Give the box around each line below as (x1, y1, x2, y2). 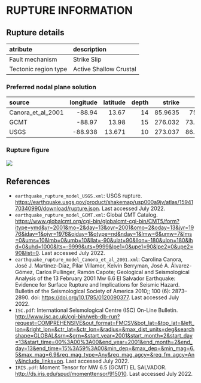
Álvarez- (170, 262, 193, 269)
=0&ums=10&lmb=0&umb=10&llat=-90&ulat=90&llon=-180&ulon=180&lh (14, 237, 193, 244)
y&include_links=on (14, 357, 63, 365)
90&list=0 (14, 250, 39, 257)
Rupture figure (6, 146, 50, 154)
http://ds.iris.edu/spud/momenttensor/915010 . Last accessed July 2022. (14, 370, 193, 378)
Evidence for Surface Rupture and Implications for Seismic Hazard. (14, 281, 180, 288)
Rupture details (6, 28, 65, 38)
